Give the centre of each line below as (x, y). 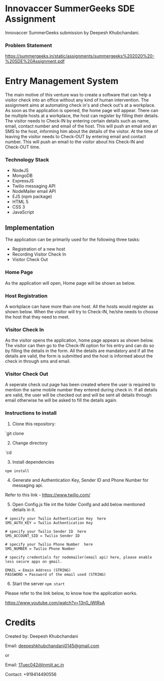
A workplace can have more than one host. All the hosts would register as (79, 306)
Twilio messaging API (34, 186)
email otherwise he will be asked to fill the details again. (61, 400)
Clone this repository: (34, 424)
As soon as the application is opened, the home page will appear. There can (82, 111)
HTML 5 (20, 202)
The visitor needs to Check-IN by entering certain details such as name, (78, 121)
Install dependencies (33, 462)
